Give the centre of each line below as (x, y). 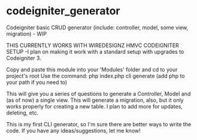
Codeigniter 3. (24, 58)
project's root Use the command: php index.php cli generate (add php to (96, 76)
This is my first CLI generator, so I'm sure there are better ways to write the (99, 124)
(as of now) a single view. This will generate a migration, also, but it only (95, 100)
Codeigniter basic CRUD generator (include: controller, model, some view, (97, 27)
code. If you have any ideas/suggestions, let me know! (73, 130)
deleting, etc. (22, 113)
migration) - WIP (26, 33)
